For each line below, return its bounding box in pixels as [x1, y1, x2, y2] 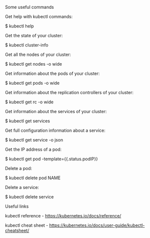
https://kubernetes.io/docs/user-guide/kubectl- [49, 222, 145, 228]
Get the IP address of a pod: [5, 146, 62, 152]
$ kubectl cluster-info [5, 42, 49, 48]
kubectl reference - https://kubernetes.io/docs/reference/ [5, 213, 121, 218]
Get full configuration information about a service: [5, 127, 106, 133]
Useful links [5, 203, 29, 209]
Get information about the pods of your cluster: [5, 71, 100, 76]
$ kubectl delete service [5, 194, 54, 200]
